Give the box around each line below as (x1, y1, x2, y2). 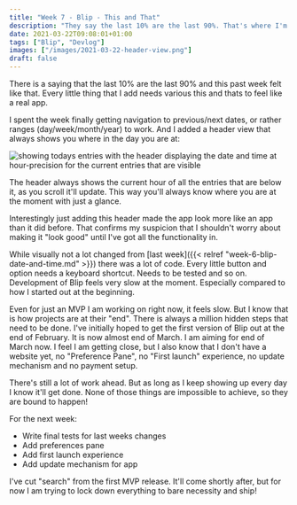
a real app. (9, 97, 49, 107)
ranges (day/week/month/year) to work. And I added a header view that (9, 124, 271, 134)
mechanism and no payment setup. (9, 361, 138, 370)
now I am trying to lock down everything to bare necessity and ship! (9, 486, 257, 496)
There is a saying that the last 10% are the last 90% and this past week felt (9, 79, 282, 89)
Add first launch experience (21, 449, 124, 460)
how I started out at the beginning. (9, 287, 136, 297)
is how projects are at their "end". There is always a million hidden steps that (9, 314, 289, 323)
